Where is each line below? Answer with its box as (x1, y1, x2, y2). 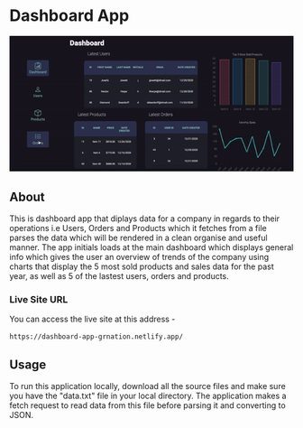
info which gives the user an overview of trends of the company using (9, 251, 270, 262)
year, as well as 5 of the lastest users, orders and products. (9, 270, 230, 281)
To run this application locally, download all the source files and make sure (9, 381, 286, 392)
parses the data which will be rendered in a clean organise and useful (9, 232, 268, 243)
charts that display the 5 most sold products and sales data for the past (9, 261, 275, 272)
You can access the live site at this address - (9, 313, 176, 325)
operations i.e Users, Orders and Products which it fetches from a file (9, 222, 268, 233)
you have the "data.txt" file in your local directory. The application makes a (9, 390, 287, 402)
